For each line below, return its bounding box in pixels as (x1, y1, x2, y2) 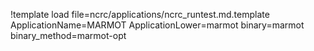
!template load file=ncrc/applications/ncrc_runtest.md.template (10, 9, 270, 20)
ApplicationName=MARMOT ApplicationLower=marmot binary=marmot (10, 19, 305, 31)
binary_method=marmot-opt (10, 30, 127, 41)
